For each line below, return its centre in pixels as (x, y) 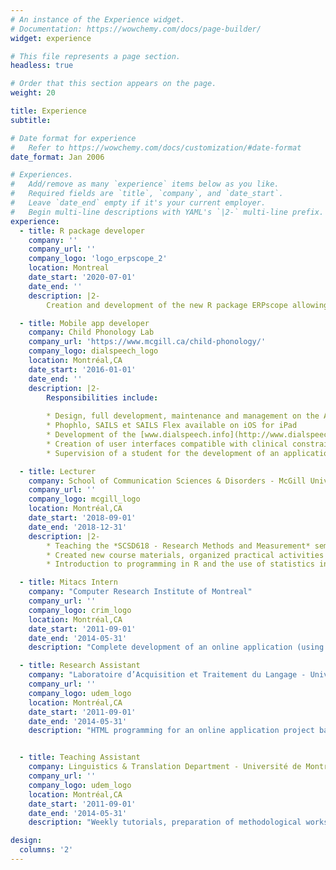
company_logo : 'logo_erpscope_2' (98, 259)
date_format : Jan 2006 (57, 157)
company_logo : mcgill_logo (84, 499)
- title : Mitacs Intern (68, 582)
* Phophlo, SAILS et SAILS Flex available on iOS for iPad (172, 426)
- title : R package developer (82, 231)
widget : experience (51, 38)
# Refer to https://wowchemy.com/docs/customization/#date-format (156, 147)
